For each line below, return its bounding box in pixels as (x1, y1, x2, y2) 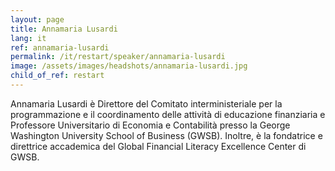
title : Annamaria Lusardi (10, 24, 118, 34)
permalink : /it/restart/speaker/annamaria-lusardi (10, 52, 226, 62)
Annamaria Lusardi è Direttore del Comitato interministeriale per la (10, 97, 283, 110)
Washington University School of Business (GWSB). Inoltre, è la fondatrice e (10, 129, 323, 141)
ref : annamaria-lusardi (10, 42, 110, 53)
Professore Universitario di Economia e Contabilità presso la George (10, 119, 291, 131)
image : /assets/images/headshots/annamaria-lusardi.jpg (10, 61, 248, 71)
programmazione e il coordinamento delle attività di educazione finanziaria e (10, 108, 326, 120)
